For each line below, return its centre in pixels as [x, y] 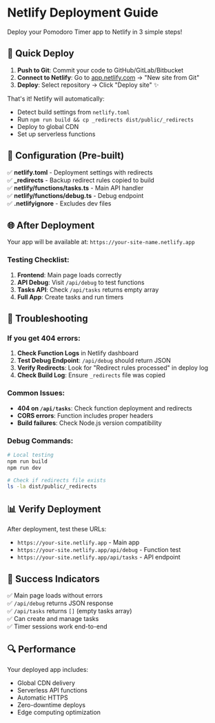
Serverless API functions [52, 690]
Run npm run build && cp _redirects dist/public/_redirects [105, 119]
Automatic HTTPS [43, 697]
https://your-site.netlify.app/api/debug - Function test [99, 550]
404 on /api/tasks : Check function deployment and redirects [105, 408]
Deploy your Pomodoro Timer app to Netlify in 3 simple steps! [95, 32]
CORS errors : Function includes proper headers [85, 415]
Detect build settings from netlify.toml [73, 112]
